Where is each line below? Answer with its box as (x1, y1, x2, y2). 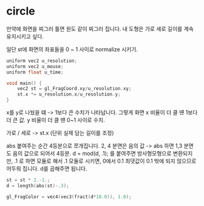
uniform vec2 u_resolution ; (6, 58, 78, 64)
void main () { (6, 80, 42, 86)
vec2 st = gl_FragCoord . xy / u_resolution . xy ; (17, 86, 132, 92)
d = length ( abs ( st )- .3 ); (6, 182, 69, 189)
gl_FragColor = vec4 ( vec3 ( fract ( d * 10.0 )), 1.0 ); (6, 193, 132, 200)
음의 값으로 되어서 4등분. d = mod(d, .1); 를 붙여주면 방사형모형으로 (12, 150, 172, 157)
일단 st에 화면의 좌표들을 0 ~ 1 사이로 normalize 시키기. (6, 46, 138, 53)
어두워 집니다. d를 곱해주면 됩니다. (6, 165, 87, 173)
